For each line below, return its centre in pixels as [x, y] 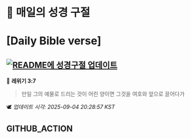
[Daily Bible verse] [54, 41]
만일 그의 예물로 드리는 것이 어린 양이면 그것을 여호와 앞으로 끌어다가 [103, 94]
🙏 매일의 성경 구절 [48, 13]
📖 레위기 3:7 [21, 81]
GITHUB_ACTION [40, 128]
